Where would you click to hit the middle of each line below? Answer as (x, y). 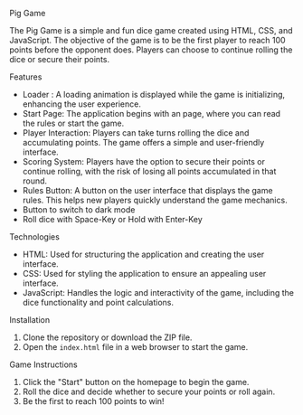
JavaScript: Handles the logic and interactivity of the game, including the (158, 292)
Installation (30, 320)
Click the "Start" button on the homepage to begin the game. (136, 382)
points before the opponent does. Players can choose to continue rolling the (151, 50)
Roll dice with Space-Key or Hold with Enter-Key (113, 219)
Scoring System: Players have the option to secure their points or (143, 161)
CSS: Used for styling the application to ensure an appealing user (144, 274)
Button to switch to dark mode (79, 210)
